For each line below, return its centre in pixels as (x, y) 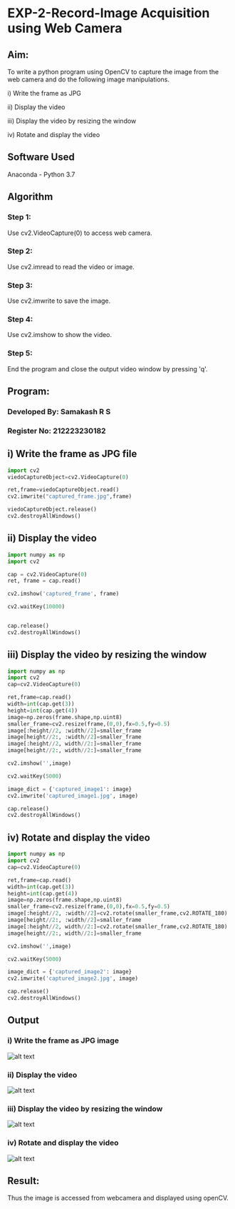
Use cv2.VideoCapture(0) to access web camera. (80, 233)
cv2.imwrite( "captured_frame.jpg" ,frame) (70, 497)
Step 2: (20, 251)
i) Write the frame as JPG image (63, 1040)
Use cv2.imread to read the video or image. (71, 266)
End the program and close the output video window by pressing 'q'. (108, 368)
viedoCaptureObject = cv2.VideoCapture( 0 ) (68, 477)
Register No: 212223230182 (57, 431)
